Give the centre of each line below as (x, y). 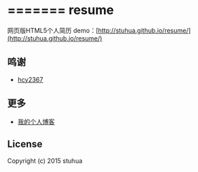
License (25, 144)
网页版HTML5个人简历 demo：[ (53, 30)
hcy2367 (30, 79)
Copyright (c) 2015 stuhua (45, 161)
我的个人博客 (36, 121)
